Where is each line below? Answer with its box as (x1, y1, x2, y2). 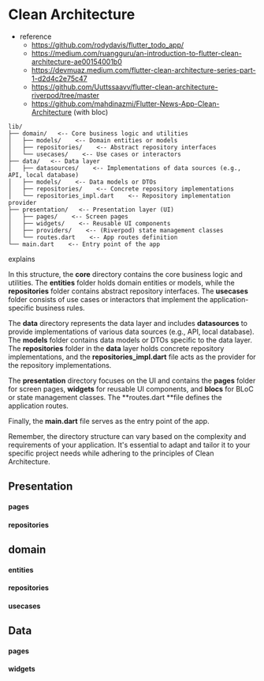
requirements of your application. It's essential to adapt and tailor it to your (8, 440, 251, 449)
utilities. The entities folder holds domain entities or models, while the (8, 278, 235, 287)
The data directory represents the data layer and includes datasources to (8, 318, 248, 327)
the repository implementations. (8, 360, 112, 369)
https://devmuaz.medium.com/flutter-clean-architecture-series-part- (31, 65, 256, 74)
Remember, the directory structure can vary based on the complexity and (8, 431, 247, 441)
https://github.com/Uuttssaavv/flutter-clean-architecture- (31, 81, 218, 92)
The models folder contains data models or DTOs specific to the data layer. (8, 335, 252, 345)
